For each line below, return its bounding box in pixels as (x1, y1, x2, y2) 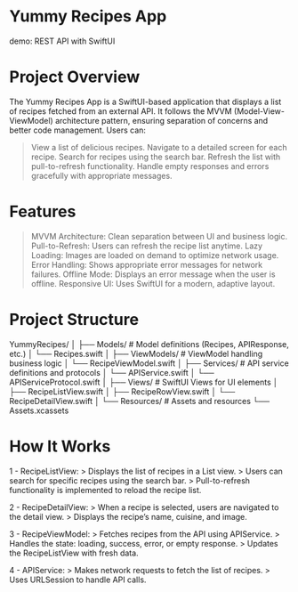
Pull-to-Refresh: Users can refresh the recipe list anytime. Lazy (30, 240, 263, 251)
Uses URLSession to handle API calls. (9, 574, 147, 585)
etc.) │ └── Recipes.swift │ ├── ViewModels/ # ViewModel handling (9, 348, 263, 359)
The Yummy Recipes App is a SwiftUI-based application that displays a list (9, 96, 282, 107)
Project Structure (9, 310, 140, 329)
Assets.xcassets (9, 405, 69, 416)
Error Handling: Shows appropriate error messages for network (30, 259, 263, 270)
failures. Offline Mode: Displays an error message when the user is (30, 269, 276, 280)
